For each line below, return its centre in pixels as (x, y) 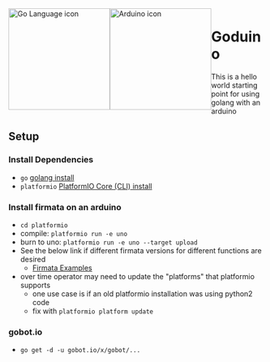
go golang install (47, 177)
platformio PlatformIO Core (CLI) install (86, 186)
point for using (236, 93)
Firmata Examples (62, 268)
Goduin (236, 37)
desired (33, 259)
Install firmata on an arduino (65, 207)
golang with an (236, 102)
